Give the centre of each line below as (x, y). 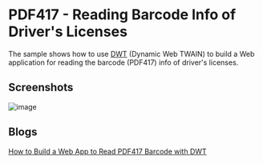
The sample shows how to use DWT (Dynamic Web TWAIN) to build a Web (131, 54)
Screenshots (41, 88)
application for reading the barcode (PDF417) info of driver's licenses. (123, 62)
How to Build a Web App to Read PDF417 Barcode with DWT (107, 151)
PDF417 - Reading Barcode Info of (122, 15)
